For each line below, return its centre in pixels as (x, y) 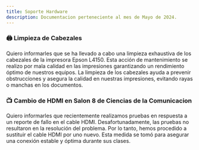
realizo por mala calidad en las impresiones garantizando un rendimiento (95, 66)
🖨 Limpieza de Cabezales (44, 38)
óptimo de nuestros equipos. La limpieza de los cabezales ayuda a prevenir (99, 72)
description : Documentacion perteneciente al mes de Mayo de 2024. (92, 17)
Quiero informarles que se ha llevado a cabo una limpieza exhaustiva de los (99, 53)
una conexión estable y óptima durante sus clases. (69, 141)
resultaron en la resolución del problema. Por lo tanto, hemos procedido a (97, 129)
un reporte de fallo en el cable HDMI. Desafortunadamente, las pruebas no (98, 122)
